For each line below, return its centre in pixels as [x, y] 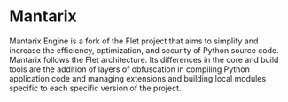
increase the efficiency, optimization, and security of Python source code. [144, 50]
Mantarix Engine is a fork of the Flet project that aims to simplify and [134, 41]
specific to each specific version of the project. [95, 88]
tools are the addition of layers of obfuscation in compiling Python [130, 69]
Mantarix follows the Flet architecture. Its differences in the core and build [144, 59]
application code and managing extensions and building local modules [138, 78]
